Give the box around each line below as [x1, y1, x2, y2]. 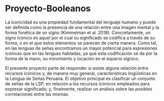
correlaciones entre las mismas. [5, 91, 70, 97]
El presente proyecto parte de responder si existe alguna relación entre [5, 65, 148, 71]
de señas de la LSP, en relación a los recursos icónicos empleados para [5, 80, 150, 86]
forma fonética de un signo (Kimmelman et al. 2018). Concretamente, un [5, 29, 151, 35]
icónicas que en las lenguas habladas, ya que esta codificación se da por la [5, 50, 158, 56]
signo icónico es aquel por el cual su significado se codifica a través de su [5, 35, 155, 41]
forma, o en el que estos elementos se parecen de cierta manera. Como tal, [5, 40, 158, 46]
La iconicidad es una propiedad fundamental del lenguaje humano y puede [5, 19, 156, 25]
